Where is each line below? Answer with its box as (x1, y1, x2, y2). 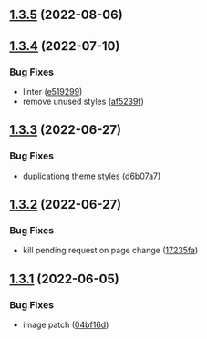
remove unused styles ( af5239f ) (22, 96, 144, 108)
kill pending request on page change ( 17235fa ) (22, 245, 199, 256)
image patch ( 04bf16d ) (22, 319, 109, 331)
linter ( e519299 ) (22, 87, 83, 98)
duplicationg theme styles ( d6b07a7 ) (22, 170, 161, 181)
